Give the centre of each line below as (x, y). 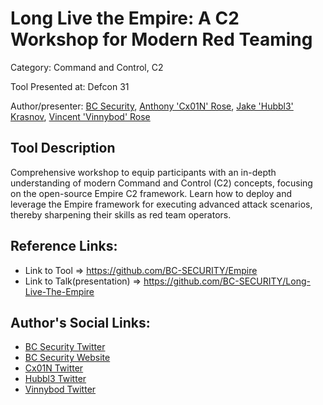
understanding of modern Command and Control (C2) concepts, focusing (161, 183)
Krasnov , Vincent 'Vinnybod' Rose (80, 116)
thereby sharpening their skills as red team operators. (121, 214)
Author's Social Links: (80, 322)
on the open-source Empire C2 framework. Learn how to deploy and (151, 193)
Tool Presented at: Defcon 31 (70, 86)
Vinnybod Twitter (60, 389)
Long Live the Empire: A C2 (125, 18)
